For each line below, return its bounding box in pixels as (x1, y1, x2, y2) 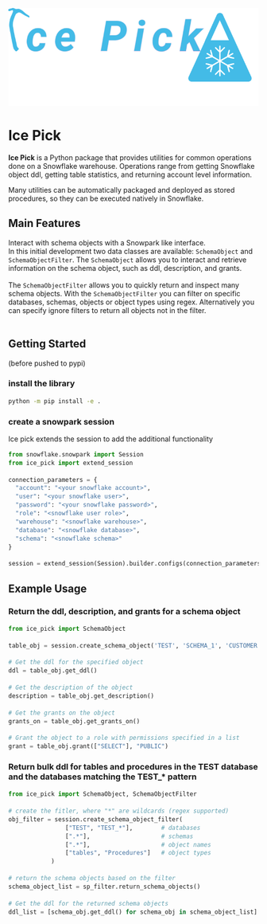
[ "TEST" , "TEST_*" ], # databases (64, 824, 201, 832)
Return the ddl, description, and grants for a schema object (8, 605, 241, 617)
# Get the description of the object (8, 683, 133, 692)
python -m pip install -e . (8, 397, 102, 405)
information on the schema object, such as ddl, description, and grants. (8, 263, 242, 272)
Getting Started (8, 337, 87, 350)
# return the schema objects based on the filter (8, 875, 176, 883)
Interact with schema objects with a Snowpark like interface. (8, 237, 207, 247)
